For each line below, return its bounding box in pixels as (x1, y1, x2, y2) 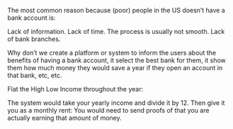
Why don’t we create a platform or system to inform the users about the (7, 49, 217, 57)
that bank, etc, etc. (7, 71, 62, 79)
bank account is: (7, 13, 56, 22)
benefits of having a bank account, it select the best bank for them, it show (7, 56, 227, 64)
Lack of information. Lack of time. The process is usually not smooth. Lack (7, 28, 225, 35)
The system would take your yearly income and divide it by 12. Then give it (7, 99, 225, 107)
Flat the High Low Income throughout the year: (7, 85, 144, 93)
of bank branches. (7, 35, 61, 43)
